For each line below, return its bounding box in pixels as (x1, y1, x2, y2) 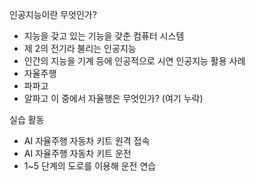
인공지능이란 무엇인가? (9, 9, 97, 20)
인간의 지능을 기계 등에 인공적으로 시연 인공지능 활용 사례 (23, 55, 246, 67)
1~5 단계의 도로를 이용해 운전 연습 (23, 160, 157, 172)
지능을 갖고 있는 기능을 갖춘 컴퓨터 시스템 (23, 30, 185, 42)
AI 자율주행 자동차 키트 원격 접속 (23, 135, 151, 147)
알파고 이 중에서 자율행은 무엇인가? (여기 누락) (23, 93, 204, 104)
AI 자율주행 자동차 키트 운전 (23, 148, 132, 159)
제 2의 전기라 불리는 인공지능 (23, 43, 137, 54)
